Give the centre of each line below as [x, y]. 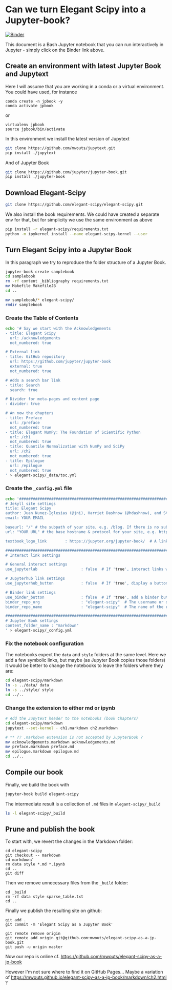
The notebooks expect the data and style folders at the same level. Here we [86, 655]
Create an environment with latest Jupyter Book [83, 66]
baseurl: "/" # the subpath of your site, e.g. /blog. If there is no [82, 527]
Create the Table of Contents [42, 318]
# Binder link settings [31, 592]
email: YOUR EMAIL [25, 518]
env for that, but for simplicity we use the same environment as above [79, 219]
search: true [24, 390]
